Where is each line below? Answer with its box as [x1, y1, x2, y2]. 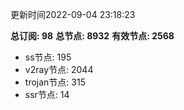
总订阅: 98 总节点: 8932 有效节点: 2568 [10, 30, 175, 42]
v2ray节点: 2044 [24, 64, 94, 75]
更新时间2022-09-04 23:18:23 [10, 9, 136, 20]
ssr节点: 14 [24, 89, 70, 100]
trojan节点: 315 [24, 76, 86, 88]
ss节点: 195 [24, 51, 72, 63]
